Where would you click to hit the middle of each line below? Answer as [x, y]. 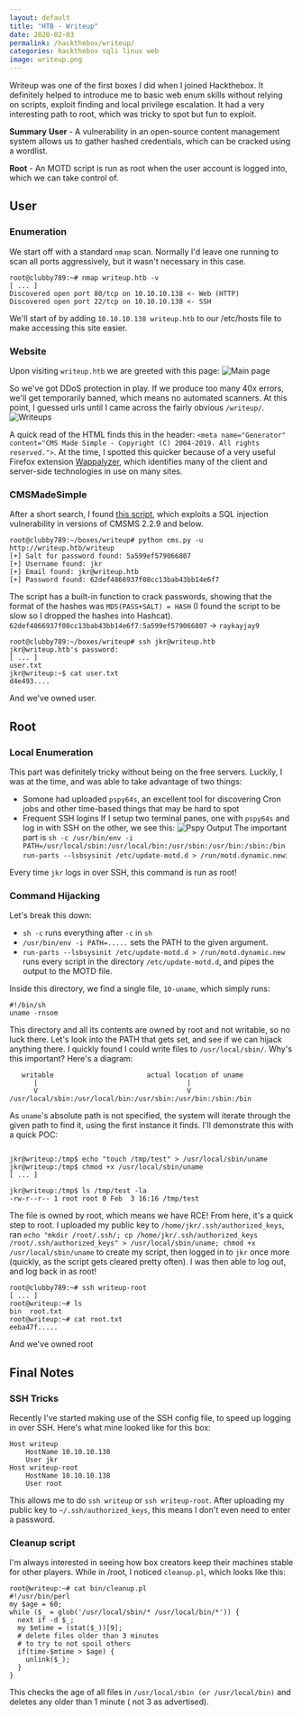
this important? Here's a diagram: [71, 1059]
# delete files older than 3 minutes [88, 1636]
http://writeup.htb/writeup [62, 548]
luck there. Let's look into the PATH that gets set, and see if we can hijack [146, 1040]
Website [28, 351]
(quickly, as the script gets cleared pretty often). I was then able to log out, [148, 1262]
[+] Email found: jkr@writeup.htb [74, 572]
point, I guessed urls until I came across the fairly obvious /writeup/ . [137, 407]
